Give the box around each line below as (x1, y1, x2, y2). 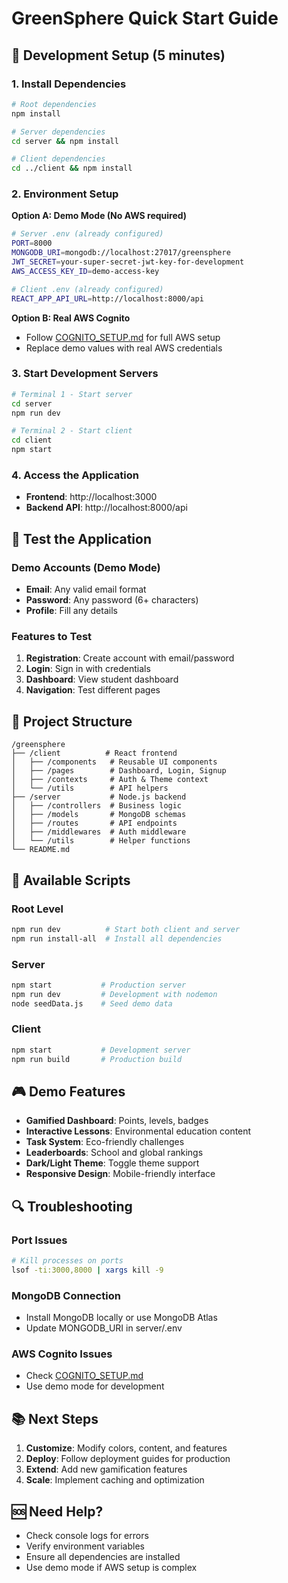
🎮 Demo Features (11, 1083, 126, 1100)
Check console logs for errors (25, 1530, 149, 1542)
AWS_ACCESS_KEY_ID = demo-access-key (11, 266, 160, 276)
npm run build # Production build (11, 1054, 183, 1064)
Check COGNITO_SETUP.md (25, 1370, 144, 1382)
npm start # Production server (11, 980, 187, 990)
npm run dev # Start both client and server (11, 924, 241, 934)
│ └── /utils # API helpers (11, 783, 169, 794)
